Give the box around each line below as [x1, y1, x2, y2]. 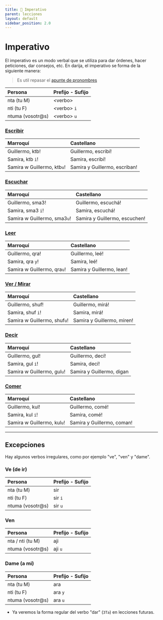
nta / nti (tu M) [7, 537, 40, 544]
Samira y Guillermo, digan [70, 368, 129, 375]
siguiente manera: [5, 68, 41, 74]
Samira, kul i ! [7, 411, 38, 418]
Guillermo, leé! [70, 251, 104, 257]
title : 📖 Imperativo [5, 7, 47, 12]
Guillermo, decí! [70, 352, 106, 359]
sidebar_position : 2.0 [5, 20, 51, 26]
